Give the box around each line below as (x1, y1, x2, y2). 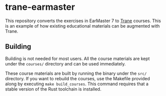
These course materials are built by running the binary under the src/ (5, 70, 147, 76)
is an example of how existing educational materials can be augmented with (5, 23, 160, 29)
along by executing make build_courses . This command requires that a (5, 81, 149, 87)
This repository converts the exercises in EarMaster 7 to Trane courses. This (5, 18, 161, 24)
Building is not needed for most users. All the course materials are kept (5, 56, 150, 62)
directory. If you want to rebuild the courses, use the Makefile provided (5, 75, 150, 81)
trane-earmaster (5, 1, 75, 13)
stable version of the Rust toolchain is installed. (5, 86, 102, 92)
